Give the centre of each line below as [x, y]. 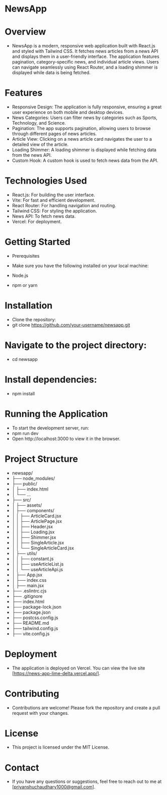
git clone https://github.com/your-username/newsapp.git [71, 325]
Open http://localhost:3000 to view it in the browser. [66, 439]
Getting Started [38, 242]
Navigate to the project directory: [76, 345]
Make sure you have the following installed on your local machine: [80, 266]
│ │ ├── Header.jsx [32, 526]
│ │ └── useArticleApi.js [37, 569]
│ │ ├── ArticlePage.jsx [37, 521]
